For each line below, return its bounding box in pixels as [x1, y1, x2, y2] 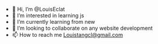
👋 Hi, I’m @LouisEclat [11, 6, 65, 12]
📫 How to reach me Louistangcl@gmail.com [11, 32, 124, 38]
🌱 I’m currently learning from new [11, 18, 95, 25]
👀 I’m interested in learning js [11, 12, 84, 19]
